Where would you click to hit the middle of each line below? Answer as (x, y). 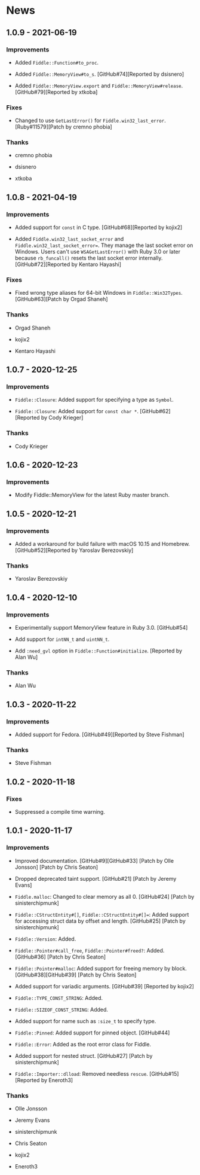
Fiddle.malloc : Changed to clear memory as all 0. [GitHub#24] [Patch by (104, 896)
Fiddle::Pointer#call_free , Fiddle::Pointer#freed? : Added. (90, 950)
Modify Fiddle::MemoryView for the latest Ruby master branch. (92, 495)
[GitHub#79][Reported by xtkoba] (56, 92)
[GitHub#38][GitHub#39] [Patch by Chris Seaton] (76, 975)
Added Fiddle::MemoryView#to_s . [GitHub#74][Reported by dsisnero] (99, 74)
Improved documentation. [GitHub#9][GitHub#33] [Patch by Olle (94, 860)
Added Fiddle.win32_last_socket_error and (69, 239)
